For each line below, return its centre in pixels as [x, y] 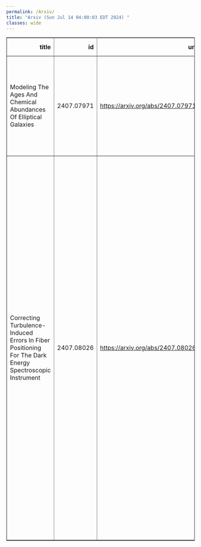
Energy [20, 363]
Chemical [23, 102]
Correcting [25, 318]
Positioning [26, 348]
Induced [22, 333]
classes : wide [24, 23]
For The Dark [28, 355]
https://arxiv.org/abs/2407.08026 [148, 348]
